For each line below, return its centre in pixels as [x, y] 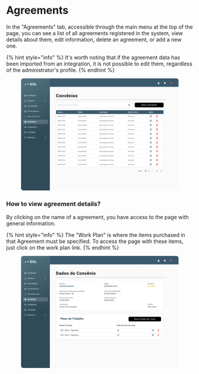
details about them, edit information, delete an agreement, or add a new [94, 39]
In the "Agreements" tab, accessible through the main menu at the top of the [99, 27]
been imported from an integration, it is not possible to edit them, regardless [99, 64]
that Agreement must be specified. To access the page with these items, [95, 241]
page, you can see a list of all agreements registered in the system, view [94, 33]
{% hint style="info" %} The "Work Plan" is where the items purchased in [96, 235]
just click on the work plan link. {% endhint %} [63, 247]
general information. [31, 223]
